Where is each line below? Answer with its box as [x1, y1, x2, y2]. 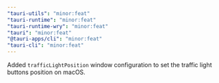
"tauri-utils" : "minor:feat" [7, 10, 90, 17]
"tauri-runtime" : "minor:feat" [7, 16, 96, 23]
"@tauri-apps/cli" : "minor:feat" [7, 36, 103, 43]
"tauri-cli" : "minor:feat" [7, 42, 84, 49]
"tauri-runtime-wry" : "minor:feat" [7, 23, 109, 29]
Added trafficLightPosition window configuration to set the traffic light [7, 61, 212, 69]
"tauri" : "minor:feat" [7, 29, 72, 36]
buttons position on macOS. [7, 68, 86, 76]
